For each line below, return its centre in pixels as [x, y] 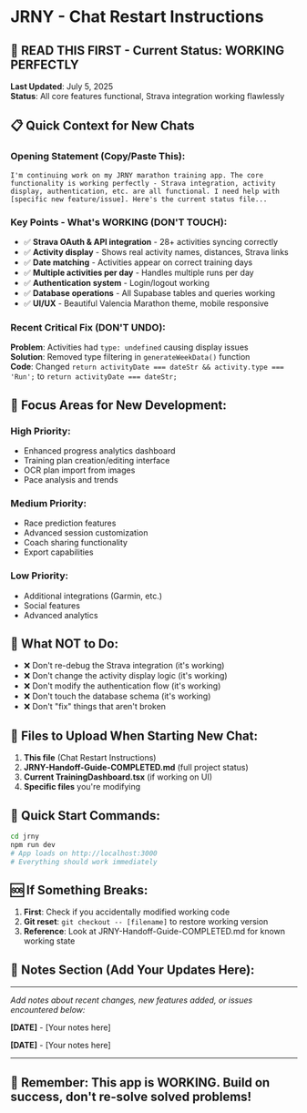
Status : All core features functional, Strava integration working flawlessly [148, 96]
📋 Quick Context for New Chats [102, 126]
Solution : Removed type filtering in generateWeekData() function [130, 357]
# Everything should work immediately [84, 862]
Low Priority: [40, 576]
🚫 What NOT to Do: [65, 643]
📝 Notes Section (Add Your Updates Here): [133, 970]
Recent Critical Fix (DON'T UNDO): [88, 327]
